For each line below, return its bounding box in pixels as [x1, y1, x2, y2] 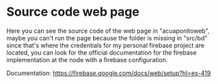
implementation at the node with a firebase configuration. [6, 55, 168, 64]
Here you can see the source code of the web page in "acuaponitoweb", [6, 27, 210, 35]
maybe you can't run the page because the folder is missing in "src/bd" [6, 33, 208, 42]
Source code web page [6, 4, 139, 20]
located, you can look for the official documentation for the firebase [6, 48, 197, 57]
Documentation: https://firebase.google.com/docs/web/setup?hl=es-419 [6, 69, 211, 77]
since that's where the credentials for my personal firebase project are [6, 41, 205, 49]
